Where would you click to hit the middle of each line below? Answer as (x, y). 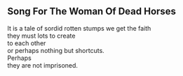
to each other (27, 43)
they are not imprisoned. (43, 65)
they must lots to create (41, 36)
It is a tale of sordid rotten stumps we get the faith (79, 28)
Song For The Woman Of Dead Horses (92, 12)
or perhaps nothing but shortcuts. (56, 50)
